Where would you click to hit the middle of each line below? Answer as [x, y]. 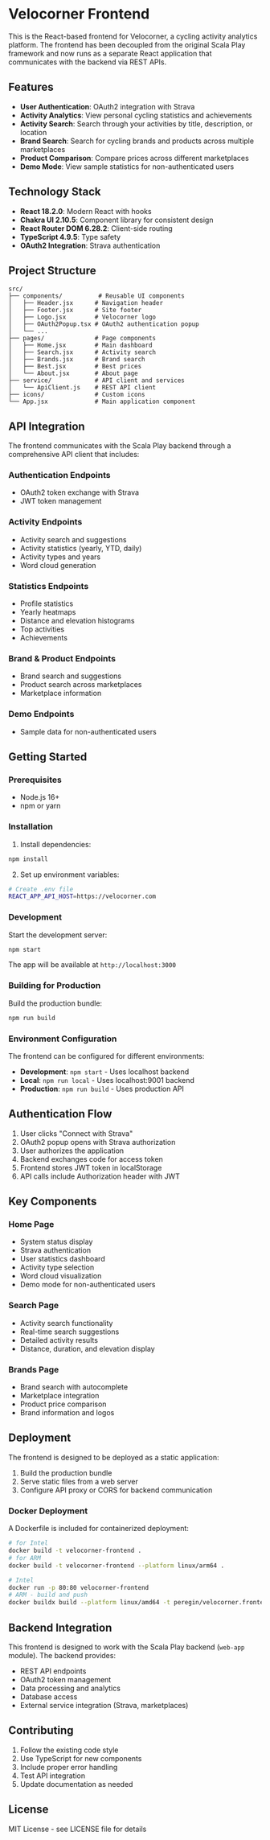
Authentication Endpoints [59, 475]
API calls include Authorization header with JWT [100, 1176]
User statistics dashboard [63, 1259]
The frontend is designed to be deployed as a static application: [114, 1457]
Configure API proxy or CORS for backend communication [116, 1490]
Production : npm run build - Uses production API [102, 1089]
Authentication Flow [60, 1114]
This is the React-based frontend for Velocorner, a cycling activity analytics [133, 36]
